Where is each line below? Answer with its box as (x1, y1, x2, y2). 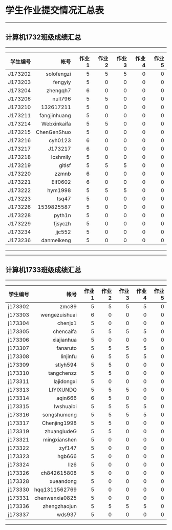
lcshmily (51, 153, 71, 160)
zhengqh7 (46, 87, 71, 94)
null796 (52, 95, 71, 102)
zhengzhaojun (42, 502, 77, 510)
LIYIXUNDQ (48, 386, 77, 393)
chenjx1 (57, 320, 77, 327)
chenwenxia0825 (34, 494, 77, 501)
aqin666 (56, 394, 77, 401)
